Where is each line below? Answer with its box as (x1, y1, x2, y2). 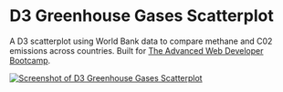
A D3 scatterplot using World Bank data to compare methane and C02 (9, 36, 273, 46)
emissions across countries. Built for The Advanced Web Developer (9, 45, 264, 56)
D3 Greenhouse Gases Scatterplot (9, 5, 274, 26)
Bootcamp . (9, 55, 51, 66)
